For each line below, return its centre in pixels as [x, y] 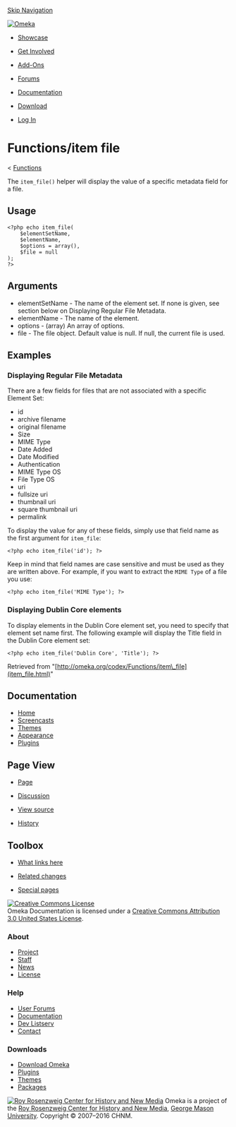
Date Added [35, 449]
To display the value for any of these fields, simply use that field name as [113, 531]
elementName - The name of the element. [78, 318]
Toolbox [25, 846]
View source [36, 810]
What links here [40, 862]
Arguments [33, 286]
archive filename [42, 419]
